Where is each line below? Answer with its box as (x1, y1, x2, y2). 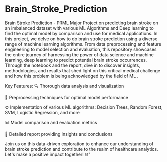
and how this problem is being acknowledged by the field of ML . (5, 73, 139, 79)
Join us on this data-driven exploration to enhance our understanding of (5, 141, 154, 147)
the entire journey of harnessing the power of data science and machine (5, 51, 154, 58)
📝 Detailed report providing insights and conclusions (5, 131, 113, 137)
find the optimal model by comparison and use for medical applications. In (5, 30, 158, 36)
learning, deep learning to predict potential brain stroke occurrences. (5, 57, 147, 63)
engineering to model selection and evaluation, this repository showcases (5, 46, 157, 52)
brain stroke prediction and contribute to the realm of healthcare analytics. (5, 146, 158, 152)
